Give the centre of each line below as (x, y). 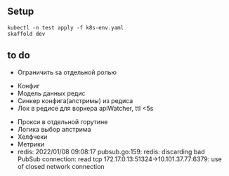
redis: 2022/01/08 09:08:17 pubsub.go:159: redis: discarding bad (111, 151)
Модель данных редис (51, 93)
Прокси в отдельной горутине (63, 121)
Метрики (31, 144)
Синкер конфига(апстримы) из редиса (75, 100)
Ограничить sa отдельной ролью (67, 72)
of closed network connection (61, 166)
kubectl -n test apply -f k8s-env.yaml (66, 27)
